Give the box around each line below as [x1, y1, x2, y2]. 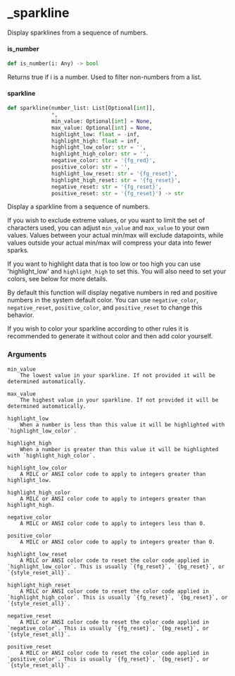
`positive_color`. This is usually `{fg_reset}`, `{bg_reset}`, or [7, 656, 210, 663]
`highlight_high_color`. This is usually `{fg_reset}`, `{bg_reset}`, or [7, 594, 229, 601]
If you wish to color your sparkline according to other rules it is [7, 324, 189, 333]
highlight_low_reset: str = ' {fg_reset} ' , [51, 170, 178, 177]
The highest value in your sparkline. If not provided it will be [20, 396, 219, 403]
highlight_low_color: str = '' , [51, 144, 146, 151]
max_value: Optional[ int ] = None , [51, 124, 153, 131]
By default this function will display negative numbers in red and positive [7, 288, 218, 297]
